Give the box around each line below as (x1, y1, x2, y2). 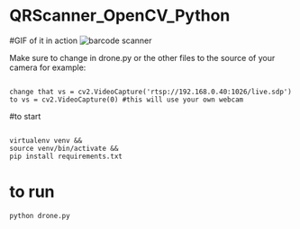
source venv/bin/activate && (9, 144, 119, 153)
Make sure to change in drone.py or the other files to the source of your (9, 52, 276, 63)
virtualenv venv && (9, 136, 83, 145)
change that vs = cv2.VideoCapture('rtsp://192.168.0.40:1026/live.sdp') (9, 87, 293, 96)
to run (9, 181, 56, 202)
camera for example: (9, 62, 86, 73)
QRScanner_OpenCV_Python (9, 5, 231, 26)
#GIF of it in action (9, 35, 78, 46)
